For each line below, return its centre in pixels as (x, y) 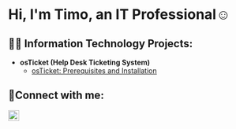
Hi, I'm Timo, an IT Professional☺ (120, 15)
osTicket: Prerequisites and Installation (94, 71)
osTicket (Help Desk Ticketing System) (85, 62)
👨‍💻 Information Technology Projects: (101, 44)
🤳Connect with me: (56, 96)
